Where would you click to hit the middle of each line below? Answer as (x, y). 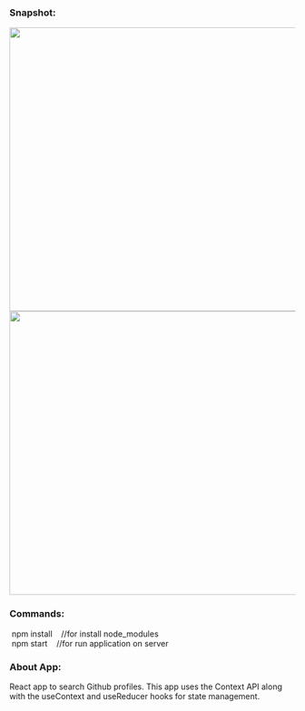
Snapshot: (33, 13)
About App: (35, 667)
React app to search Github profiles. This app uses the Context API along (146, 686)
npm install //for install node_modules (85, 634)
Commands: (37, 614)
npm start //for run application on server (90, 643)
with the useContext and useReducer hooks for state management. (135, 696)
